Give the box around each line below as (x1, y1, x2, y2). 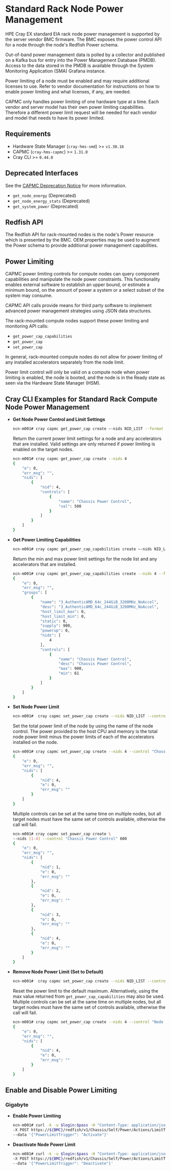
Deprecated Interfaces (5, 169, 79, 178)
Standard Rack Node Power (5, 3, 124, 15)
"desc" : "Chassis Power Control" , (58, 661, 132, 667)
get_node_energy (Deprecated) (12, 192, 76, 198)
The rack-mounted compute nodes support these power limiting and (5, 318, 149, 324)
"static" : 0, (40, 619, 68, 624)
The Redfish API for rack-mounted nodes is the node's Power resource (5, 231, 154, 238)
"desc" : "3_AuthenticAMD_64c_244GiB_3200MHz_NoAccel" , (40, 604, 159, 610)
